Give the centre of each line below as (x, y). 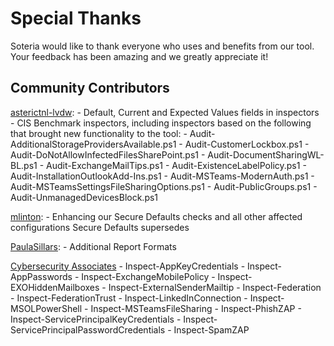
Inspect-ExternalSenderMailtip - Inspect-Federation (215, 287)
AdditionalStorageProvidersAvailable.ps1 (93, 144)
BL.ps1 (24, 165)
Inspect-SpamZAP (211, 329)
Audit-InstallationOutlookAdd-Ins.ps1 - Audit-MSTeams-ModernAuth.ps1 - (162, 176)
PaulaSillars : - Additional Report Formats (93, 246)
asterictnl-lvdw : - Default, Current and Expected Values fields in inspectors (165, 112)
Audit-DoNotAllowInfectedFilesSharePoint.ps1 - (108, 154)
